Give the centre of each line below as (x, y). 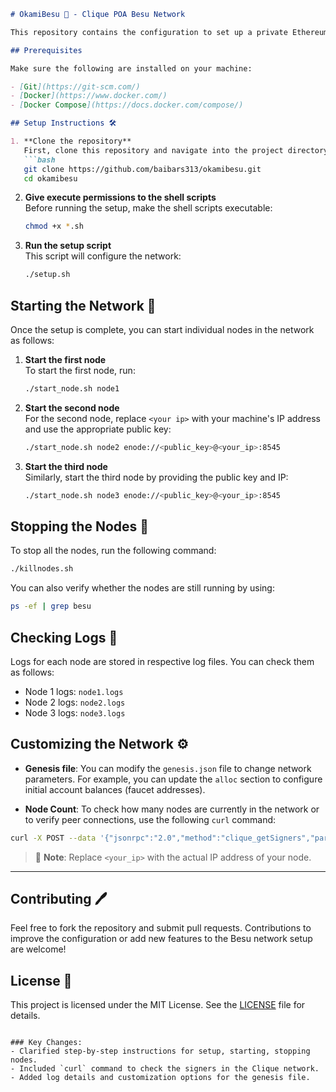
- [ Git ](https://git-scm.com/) (75, 86)
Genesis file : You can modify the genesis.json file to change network (168, 768)
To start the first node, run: (80, 370)
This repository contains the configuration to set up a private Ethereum (169, 32)
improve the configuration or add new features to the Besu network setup (161, 939)
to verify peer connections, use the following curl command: (150, 819)
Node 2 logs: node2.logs (75, 702)
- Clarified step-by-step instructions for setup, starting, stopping (160, 1051)
